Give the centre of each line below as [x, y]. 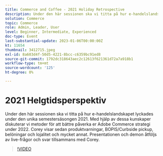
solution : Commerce [25, 18]
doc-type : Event [21, 37]
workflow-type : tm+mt [27, 63]
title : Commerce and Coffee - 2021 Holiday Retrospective [65, 9]
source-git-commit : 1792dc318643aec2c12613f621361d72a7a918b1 [69, 59]
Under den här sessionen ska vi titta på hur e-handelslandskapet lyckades [79, 113]
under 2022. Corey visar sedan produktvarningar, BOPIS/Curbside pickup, [79, 129]
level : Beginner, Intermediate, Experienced [51, 32]
